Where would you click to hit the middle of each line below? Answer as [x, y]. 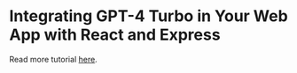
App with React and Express [115, 35]
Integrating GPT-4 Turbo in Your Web [148, 16]
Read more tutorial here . [53, 59]
